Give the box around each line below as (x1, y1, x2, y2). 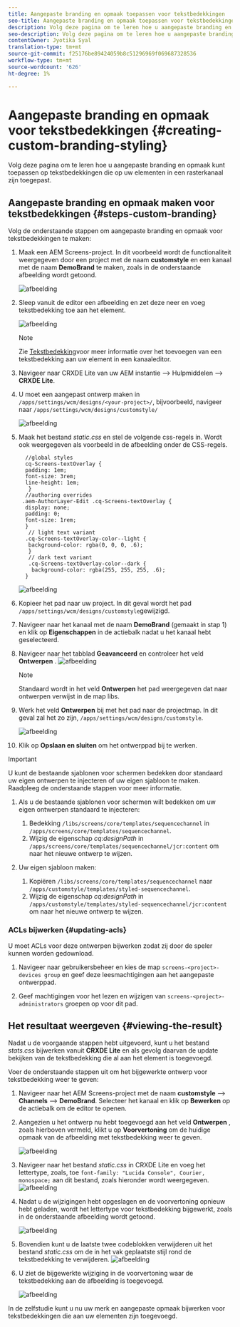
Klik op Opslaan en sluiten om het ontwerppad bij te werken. (18, 741, 198, 750)
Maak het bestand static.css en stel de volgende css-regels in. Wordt (18, 433, 223, 442)
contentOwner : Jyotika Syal (8, 37, 92, 44)
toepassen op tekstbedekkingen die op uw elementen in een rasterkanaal (8, 168, 224, 177)
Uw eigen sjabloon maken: (18, 863, 97, 872)
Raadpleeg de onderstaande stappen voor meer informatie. (8, 784, 182, 792)
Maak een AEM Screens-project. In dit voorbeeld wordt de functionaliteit (18, 248, 231, 257)
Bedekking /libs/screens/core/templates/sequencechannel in (28, 819, 209, 827)
